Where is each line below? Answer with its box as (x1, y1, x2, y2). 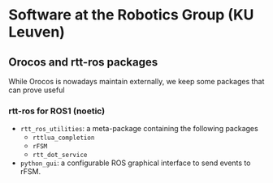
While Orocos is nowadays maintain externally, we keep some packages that (8, 77, 265, 86)
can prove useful (8, 85, 65, 95)
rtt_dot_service (32, 151, 88, 160)
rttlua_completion (32, 134, 95, 143)
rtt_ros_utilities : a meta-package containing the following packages (19, 124, 258, 134)
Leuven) (8, 23, 65, 41)
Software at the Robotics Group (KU (8, 6, 254, 24)
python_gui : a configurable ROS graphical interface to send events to (19, 158, 251, 168)
